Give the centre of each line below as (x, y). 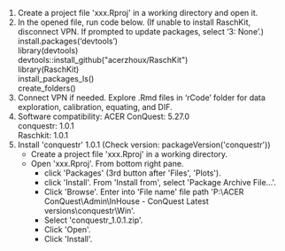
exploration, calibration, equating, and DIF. (95, 107)
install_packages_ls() (56, 78)
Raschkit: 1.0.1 (43, 135)
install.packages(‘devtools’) (67, 41)
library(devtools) (48, 51)
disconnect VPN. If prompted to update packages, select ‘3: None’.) (140, 31)
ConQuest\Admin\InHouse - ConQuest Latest (127, 201)
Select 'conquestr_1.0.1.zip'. (93, 220)
